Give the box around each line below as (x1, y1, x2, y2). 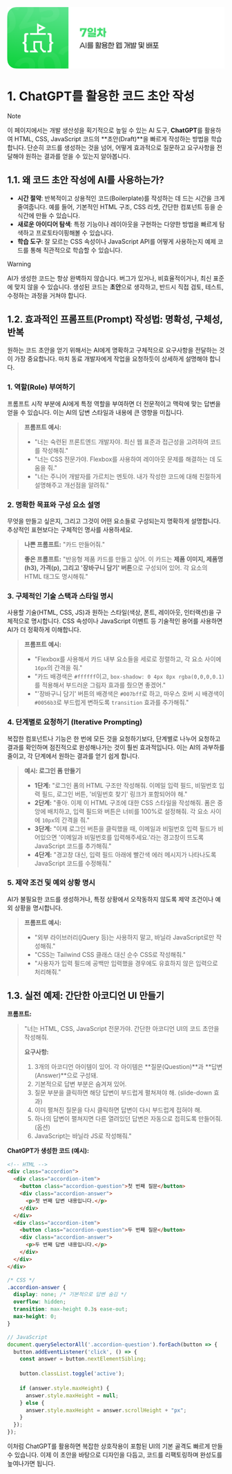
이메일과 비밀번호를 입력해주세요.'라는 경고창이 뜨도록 (60, 833, 204, 841)
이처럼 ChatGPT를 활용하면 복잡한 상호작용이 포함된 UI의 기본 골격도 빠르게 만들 (7, 1442, 223, 1450)
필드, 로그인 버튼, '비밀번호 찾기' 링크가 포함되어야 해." (41, 789, 188, 798)
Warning (7, 260, 31, 268)
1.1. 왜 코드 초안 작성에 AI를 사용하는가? (7, 174, 164, 186)
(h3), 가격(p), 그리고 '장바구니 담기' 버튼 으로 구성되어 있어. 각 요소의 (23, 564, 208, 572)
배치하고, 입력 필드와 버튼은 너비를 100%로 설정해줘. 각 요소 (47, 807, 209, 816)
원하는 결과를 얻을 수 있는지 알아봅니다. (25, 152, 131, 160)
